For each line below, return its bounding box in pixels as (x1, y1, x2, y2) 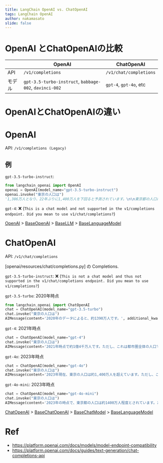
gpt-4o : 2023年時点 (5, 353, 44, 360)
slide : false (5, 20, 32, 26)
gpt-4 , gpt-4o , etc (106, 81, 146, 88)
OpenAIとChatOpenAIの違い (5, 106, 121, 118)
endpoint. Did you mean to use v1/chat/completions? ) (5, 211, 115, 217)
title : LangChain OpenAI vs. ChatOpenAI (5, 7, 88, 12)
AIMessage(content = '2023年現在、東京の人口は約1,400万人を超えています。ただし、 (5, 372, 156, 377)
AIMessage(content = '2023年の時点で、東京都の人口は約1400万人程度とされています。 (5, 400, 157, 406)
